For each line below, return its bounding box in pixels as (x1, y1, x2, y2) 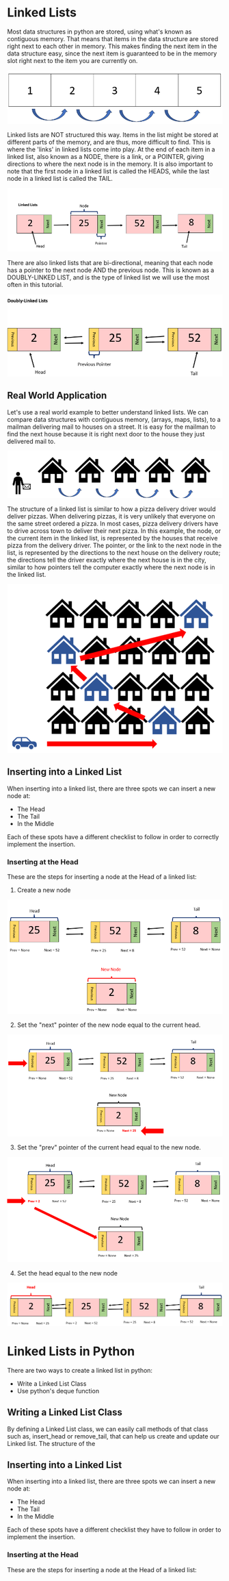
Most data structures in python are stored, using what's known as (7, 27, 192, 36)
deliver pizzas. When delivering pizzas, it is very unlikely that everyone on (7, 512, 215, 520)
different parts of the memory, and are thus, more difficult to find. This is (7, 138, 211, 146)
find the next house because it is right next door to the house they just (7, 430, 205, 438)
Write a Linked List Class (16, 1379, 87, 1388)
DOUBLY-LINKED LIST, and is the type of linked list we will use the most (7, 273, 210, 282)
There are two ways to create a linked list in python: (7, 1366, 152, 1374)
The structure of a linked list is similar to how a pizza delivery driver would (7, 505, 216, 513)
